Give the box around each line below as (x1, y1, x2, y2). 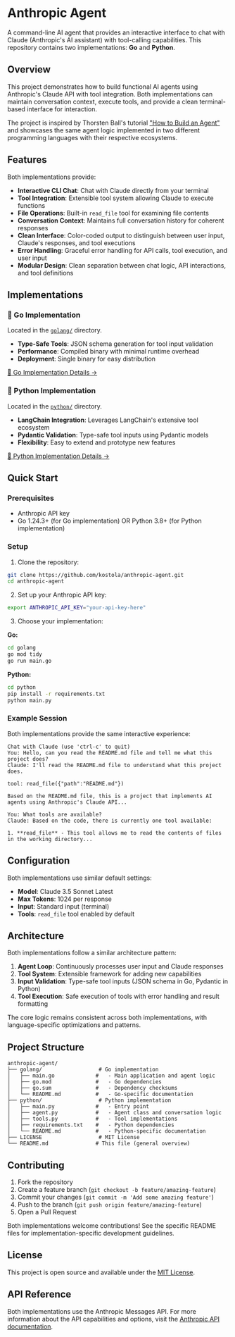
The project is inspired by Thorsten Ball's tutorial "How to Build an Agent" (7, 118, 220, 127)
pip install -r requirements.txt (7, 690, 106, 697)
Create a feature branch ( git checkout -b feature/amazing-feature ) (17, 1185, 217, 1193)
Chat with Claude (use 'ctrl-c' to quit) (7, 743, 131, 750)
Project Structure (7, 1041, 84, 1053)
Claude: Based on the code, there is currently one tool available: (7, 817, 212, 824)
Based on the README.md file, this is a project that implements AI (7, 792, 212, 800)
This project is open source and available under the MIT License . (7, 1268, 196, 1276)
